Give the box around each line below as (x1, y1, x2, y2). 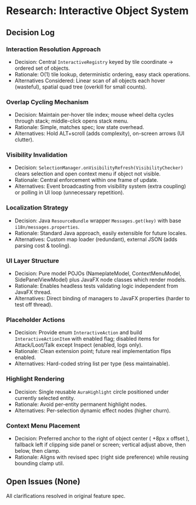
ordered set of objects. (14, 65, 70, 72)
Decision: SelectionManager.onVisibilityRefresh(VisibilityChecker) (14, 164, 184, 171)
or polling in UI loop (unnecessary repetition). (14, 189, 124, 196)
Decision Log (6, 28, 55, 38)
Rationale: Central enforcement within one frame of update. (14, 177, 158, 184)
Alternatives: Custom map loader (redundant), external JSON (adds (14, 236, 178, 243)
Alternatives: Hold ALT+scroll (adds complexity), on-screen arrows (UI (14, 130, 185, 137)
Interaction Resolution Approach (6, 45, 101, 53)
